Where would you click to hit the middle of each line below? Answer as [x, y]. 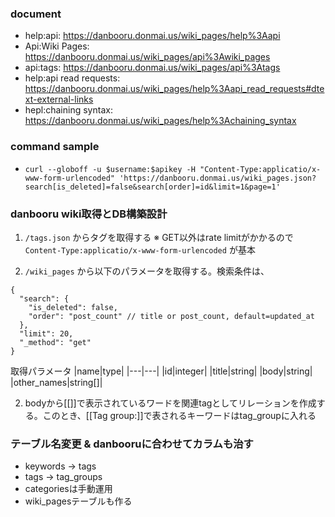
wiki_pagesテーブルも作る [78, 501]
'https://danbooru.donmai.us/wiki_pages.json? [218, 178]
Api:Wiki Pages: [57, 46]
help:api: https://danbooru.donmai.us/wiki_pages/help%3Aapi [152, 36]
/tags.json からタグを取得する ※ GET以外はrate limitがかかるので [159, 237]
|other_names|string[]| [56, 382]
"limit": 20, [46, 333]
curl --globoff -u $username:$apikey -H [110, 169]
